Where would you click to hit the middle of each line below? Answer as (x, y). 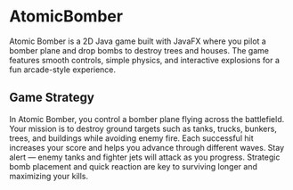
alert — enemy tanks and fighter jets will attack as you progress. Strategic (145, 157)
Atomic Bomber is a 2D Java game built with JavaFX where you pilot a (138, 41)
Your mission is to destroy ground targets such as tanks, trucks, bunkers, (143, 128)
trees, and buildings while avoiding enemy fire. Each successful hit (131, 138)
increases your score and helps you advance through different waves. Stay (147, 147)
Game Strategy (52, 98)
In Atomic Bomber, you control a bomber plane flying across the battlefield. (147, 119)
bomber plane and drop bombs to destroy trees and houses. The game (139, 50)
